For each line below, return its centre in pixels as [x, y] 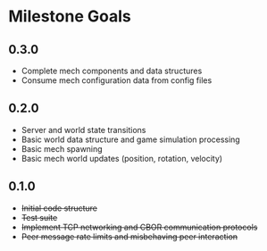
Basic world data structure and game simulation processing [130, 139]
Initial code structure [59, 208]
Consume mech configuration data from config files [117, 80]
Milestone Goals [70, 17]
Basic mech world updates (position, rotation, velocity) [122, 158]
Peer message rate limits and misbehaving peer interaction [129, 236]
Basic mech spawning [62, 148]
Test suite [39, 217]
